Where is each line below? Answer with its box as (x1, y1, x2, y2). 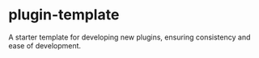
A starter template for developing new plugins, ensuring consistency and (8, 32, 251, 42)
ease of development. (8, 40, 82, 50)
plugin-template (8, 6, 120, 24)
